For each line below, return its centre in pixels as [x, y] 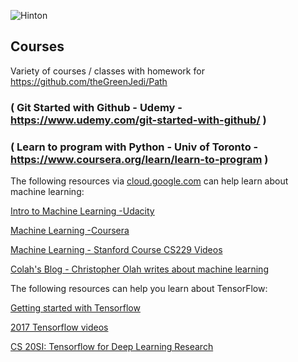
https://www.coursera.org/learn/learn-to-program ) [139, 159]
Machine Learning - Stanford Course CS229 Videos [116, 250]
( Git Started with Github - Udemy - [96, 107]
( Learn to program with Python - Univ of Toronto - [134, 147]
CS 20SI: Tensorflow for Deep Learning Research [112, 347]
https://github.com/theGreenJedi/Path [89, 81]
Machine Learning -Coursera [70, 231]
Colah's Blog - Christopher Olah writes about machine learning [139, 269]
